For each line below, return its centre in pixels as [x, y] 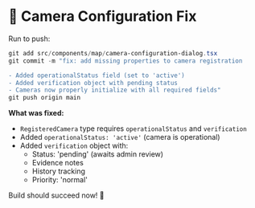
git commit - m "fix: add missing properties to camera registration [125, 61]
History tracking [59, 171]
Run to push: [29, 39]
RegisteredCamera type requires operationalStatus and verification [133, 128]
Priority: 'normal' [60, 180]
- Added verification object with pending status [93, 83]
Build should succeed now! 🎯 [56, 195]
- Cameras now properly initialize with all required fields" [115, 90]
